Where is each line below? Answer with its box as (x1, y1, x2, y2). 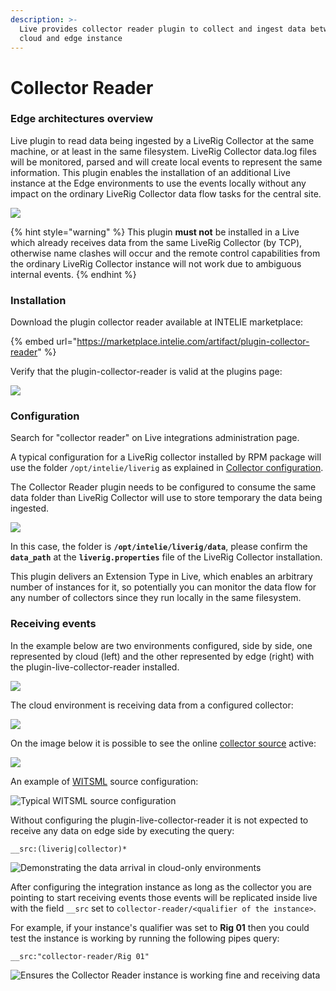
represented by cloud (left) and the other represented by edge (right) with (10, 650, 315, 662)
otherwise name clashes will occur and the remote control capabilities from (10, 247, 321, 259)
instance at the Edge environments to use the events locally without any (10, 177, 307, 189)
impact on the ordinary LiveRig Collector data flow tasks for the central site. (10, 187, 322, 200)
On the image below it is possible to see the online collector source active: (10, 737, 317, 749)
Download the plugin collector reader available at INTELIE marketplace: (10, 316, 304, 328)
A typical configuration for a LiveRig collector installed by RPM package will (10, 451, 322, 463)
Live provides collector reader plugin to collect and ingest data (19, 24, 307, 34)
